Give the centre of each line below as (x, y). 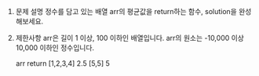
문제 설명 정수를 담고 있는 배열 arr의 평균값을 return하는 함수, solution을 (126, 11)
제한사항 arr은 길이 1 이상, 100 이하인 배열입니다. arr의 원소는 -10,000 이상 (130, 38)
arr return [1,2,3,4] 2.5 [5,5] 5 (62, 63)
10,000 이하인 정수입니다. (55, 48)
